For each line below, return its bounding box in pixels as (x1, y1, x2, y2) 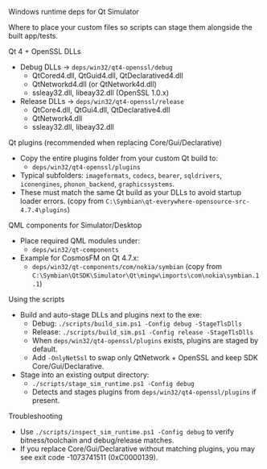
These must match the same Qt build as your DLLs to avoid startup (19, 188, 241, 197)
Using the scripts (8, 294, 65, 304)
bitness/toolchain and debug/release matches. (19, 435, 175, 445)
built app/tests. (8, 31, 59, 40)
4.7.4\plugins (19, 206, 68, 214)
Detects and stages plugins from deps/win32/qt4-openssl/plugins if (31, 387, 257, 396)
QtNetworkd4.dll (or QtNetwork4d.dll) (31, 80, 157, 89)
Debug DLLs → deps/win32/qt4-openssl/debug (19, 62, 173, 72)
